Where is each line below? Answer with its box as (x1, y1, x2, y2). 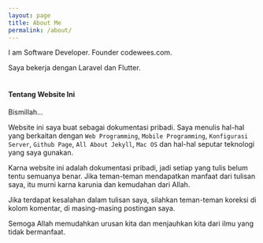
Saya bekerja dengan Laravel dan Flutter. (8, 63, 141, 73)
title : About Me (8, 19, 61, 27)
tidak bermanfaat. (8, 226, 65, 237)
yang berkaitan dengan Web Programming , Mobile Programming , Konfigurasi (8, 131, 248, 140)
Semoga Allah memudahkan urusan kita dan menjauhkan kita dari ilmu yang (8, 219, 254, 228)
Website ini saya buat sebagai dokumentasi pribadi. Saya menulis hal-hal (8, 122, 245, 132)
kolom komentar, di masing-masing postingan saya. (8, 203, 176, 213)
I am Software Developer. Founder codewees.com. (8, 48, 172, 58)
